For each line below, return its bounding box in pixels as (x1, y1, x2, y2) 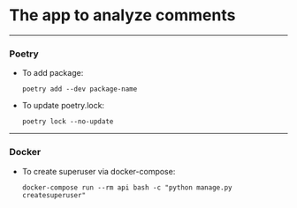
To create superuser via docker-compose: (21, 166, 176, 176)
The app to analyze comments (9, 5, 236, 26)
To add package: (21, 68, 84, 78)
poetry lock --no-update (21, 117, 114, 126)
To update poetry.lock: (21, 100, 104, 111)
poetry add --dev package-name (21, 85, 138, 93)
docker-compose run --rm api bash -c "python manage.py (21, 182, 232, 192)
